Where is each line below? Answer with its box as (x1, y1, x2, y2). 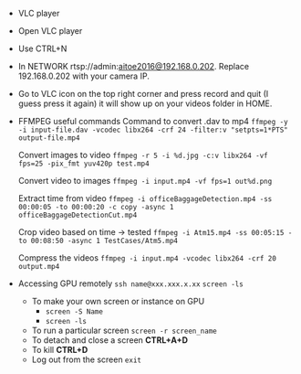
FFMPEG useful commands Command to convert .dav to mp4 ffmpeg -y (17, 116, 289, 126)
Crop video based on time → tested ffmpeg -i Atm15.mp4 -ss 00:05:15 (17, 227, 285, 237)
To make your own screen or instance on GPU (31, 296, 205, 306)
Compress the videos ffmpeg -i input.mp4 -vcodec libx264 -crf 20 (17, 252, 276, 263)
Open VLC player (17, 26, 83, 36)
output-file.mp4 (17, 134, 80, 143)
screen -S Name (45, 307, 103, 316)
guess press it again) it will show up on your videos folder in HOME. (17, 98, 273, 109)
